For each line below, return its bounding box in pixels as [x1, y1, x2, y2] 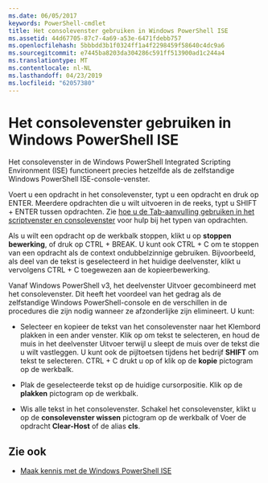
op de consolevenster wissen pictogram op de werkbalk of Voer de [19, 413, 247, 423]
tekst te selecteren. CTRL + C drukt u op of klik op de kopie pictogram [19, 356, 254, 366]
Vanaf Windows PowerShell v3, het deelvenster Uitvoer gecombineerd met [8, 280, 257, 290]
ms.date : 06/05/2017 [8, 11, 78, 20]
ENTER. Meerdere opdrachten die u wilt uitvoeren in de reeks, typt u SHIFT [8, 199, 258, 208]
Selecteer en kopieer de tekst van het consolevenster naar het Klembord [19, 322, 261, 332]
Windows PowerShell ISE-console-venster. [8, 174, 150, 184]
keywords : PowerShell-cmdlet [8, 19, 106, 27]
